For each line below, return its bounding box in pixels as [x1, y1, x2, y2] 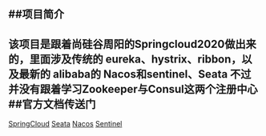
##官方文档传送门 [8, 97, 96, 110]
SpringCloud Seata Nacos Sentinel [8, 119, 123, 129]
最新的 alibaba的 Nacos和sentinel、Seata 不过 [18, 67, 252, 81]
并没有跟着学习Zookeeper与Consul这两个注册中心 [8, 82, 258, 96]
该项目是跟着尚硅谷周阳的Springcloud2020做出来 [8, 37, 256, 50]
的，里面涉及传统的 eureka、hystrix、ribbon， [8, 52, 242, 66]
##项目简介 [8, 7, 65, 22]
